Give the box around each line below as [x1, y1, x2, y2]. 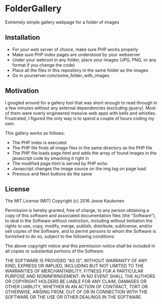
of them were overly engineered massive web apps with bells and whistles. [5, 110, 157, 116]
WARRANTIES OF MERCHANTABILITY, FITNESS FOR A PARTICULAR [5, 268, 143, 274]
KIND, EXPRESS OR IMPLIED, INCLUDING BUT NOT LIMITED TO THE [5, 263, 144, 269]
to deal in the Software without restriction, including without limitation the [5, 218, 153, 224]
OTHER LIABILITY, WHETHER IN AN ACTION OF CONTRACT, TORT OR [5, 284, 148, 290]
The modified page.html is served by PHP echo [12, 160, 108, 166]
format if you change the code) [12, 62, 75, 68]
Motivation [5, 87, 39, 95]
